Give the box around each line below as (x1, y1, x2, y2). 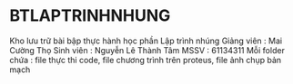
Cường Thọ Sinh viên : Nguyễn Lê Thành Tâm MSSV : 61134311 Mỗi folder (9, 44, 285, 55)
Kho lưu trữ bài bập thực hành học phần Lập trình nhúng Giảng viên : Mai (9, 35, 283, 46)
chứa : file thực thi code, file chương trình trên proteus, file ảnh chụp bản (9, 54, 282, 65)
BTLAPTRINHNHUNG (9, 5, 171, 26)
